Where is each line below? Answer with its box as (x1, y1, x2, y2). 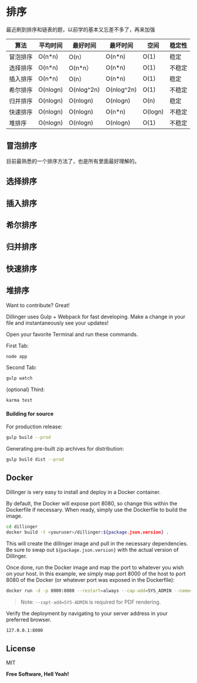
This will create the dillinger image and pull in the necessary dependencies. (6, 539, 188, 547)
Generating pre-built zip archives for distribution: (6, 445, 124, 452)
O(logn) (142, 107, 164, 115)
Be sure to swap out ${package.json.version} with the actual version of (6, 546, 179, 553)
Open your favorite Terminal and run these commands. (6, 331, 138, 338)
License (6, 644, 36, 654)
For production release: (6, 423, 63, 430)
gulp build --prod (6, 435, 51, 441)
